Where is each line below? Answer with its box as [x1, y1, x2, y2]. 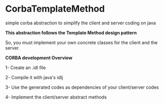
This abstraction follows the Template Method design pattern [5, 29, 137, 36]
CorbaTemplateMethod [5, 3, 105, 15]
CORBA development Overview [5, 54, 72, 61]
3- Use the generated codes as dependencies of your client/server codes [5, 84, 159, 90]
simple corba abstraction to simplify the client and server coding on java [5, 20, 156, 26]
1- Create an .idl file [5, 64, 46, 71]
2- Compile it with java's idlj [5, 74, 63, 80]
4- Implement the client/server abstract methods [5, 94, 107, 100]
